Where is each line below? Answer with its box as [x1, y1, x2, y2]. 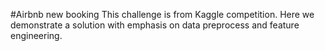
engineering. [10, 30, 63, 41]
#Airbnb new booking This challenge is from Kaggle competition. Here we [10, 9, 315, 20]
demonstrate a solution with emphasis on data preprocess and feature [10, 19, 300, 31]
